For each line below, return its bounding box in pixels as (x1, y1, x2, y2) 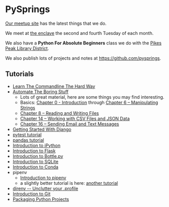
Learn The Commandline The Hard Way (12, 83, 95, 89)
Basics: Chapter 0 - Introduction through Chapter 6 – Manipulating (20, 99, 158, 105)
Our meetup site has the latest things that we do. (5, 20, 107, 26)
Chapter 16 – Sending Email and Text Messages (20, 120, 119, 127)
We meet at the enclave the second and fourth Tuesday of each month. (5, 30, 154, 36)
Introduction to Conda (12, 163, 59, 170)
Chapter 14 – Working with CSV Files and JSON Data (20, 115, 130, 121)
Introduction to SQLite (12, 158, 59, 164)
